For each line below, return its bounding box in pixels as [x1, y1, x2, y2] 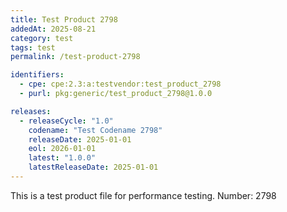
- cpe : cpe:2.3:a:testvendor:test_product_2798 [19, 79, 222, 90]
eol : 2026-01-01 [28, 144, 97, 154]
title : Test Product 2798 [10, 14, 118, 25]
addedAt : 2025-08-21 [10, 24, 97, 34]
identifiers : [10, 70, 65, 80]
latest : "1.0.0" [28, 153, 97, 163]
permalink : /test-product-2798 [10, 52, 141, 62]
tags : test [10, 42, 56, 53]
